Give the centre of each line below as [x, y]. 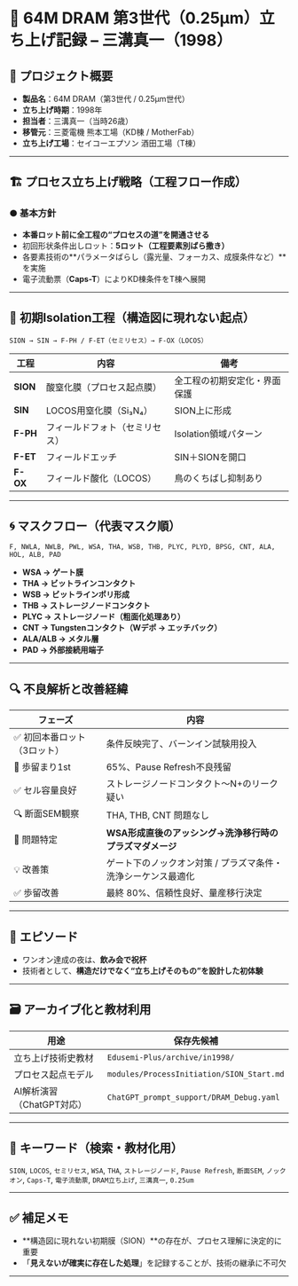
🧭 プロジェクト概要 [61, 76]
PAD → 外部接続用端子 [63, 650]
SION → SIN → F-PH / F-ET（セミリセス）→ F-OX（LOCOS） [109, 341]
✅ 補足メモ [39, 1217]
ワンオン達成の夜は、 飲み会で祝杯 [84, 960]
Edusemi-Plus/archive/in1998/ [171, 1057]
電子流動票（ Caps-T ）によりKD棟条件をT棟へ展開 [114, 278]
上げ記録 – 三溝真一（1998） [129, 40]
